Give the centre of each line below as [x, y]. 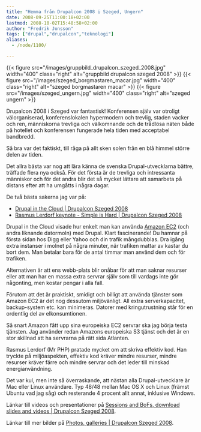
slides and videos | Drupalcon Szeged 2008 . [61, 411]
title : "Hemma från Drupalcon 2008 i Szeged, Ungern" [75, 12]
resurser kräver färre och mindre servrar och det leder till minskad [88, 362]
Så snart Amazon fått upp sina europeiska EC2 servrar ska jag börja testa [97, 325]
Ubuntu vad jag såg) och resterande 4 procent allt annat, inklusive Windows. [101, 393]
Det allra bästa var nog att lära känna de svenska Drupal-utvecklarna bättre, [100, 166]
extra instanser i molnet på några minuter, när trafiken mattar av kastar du [97, 245]
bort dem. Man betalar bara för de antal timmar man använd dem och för [96, 252]
